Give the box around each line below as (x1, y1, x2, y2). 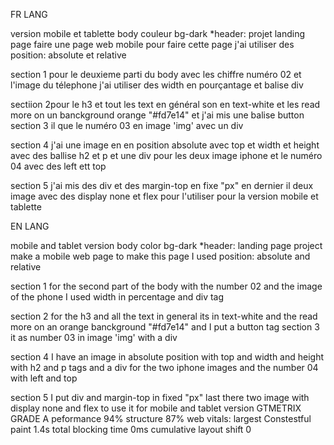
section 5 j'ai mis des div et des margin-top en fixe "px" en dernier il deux (10, 180, 314, 191)
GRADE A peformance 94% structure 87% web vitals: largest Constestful (10, 413, 312, 424)
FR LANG (10, 9, 48, 20)
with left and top (10, 372, 78, 384)
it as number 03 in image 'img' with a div (10, 332, 178, 343)
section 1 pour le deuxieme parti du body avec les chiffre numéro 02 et (10, 69, 302, 80)
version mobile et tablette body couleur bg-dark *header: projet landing (10, 28, 306, 39)
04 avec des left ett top (10, 160, 107, 172)
